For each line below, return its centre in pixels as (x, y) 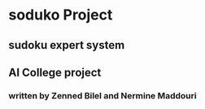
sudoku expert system (67, 45)
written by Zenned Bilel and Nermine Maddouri (102, 95)
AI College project (55, 72)
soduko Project (61, 15)
